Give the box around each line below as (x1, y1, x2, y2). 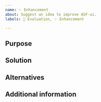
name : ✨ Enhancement (5, 7, 49, 12)
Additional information (5, 90, 77, 99)
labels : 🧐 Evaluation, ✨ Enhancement (5, 16, 85, 21)
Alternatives (5, 73, 45, 82)
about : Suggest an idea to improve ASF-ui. (5, 12, 97, 17)
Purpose (5, 39, 32, 48)
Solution (5, 56, 32, 65)
